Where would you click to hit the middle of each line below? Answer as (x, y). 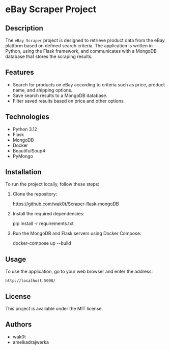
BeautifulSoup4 (29, 150)
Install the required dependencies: (49, 214)
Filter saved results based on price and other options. (69, 101)
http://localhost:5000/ (31, 281)
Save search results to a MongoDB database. (60, 96)
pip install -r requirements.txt (43, 224)
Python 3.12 (25, 129)
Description (24, 28)
